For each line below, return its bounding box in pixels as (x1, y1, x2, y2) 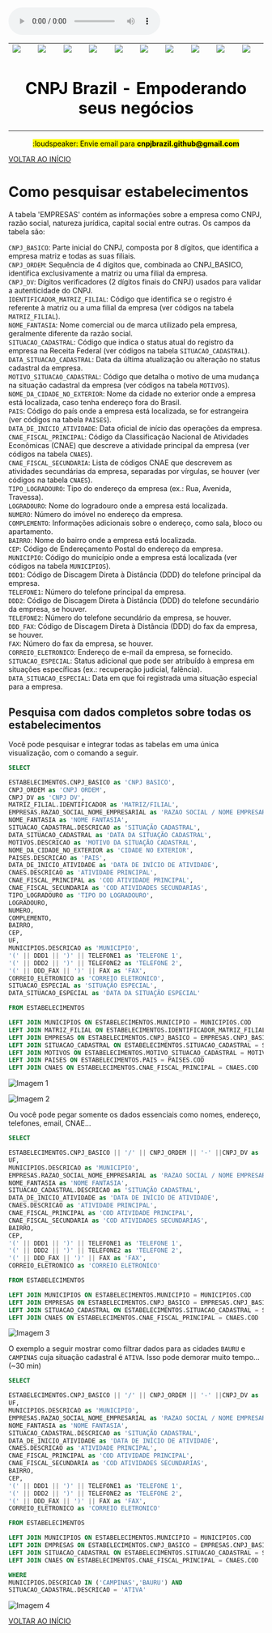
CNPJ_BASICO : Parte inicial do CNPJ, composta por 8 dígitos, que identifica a (8, 242, 259, 253)
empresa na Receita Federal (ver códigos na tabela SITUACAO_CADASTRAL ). (8, 346, 250, 356)
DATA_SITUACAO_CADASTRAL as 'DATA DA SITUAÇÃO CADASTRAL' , (8, 831, 212, 839)
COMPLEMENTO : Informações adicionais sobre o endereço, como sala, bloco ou (8, 518, 263, 528)
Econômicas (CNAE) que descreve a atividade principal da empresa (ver (8, 441, 249, 451)
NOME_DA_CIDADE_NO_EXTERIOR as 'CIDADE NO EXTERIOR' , (8, 846, 194, 854)
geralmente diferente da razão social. (8, 329, 134, 339)
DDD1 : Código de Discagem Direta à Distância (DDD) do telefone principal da (8, 570, 261, 579)
